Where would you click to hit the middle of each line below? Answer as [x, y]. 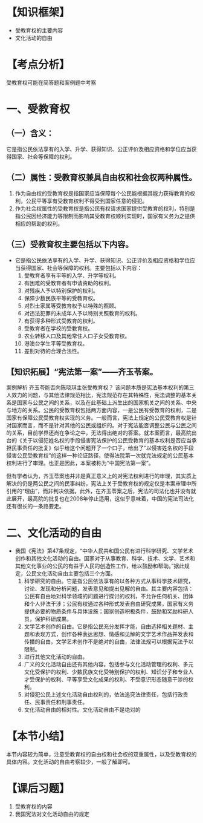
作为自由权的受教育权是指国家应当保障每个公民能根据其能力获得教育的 [102, 193]
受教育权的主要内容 [39, 30]
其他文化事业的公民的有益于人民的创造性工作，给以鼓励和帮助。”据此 [99, 566]
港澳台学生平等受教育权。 [56, 343]
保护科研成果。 [53, 619]
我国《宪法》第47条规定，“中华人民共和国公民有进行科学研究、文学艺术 [104, 551]
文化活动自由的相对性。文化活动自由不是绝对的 [82, 710]
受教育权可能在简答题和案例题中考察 [51, 82]
